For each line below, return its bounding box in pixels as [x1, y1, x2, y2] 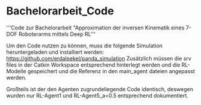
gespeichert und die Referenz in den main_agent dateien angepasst [27, 67, 196, 74]
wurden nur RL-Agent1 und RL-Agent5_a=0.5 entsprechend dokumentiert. [6, 92, 188, 99]
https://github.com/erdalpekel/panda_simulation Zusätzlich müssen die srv [6, 55, 191, 62]
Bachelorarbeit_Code [6, 4, 114, 18]
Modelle [6, 67, 26, 74]
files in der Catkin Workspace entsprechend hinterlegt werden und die [6, 61, 181, 68]
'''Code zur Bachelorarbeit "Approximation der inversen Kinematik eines [6, 24, 185, 31]
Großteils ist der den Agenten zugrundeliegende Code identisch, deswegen [6, 85, 194, 92]
